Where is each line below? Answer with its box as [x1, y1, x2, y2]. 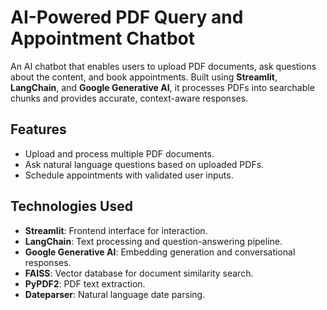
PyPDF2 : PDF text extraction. [24, 277, 146, 290]
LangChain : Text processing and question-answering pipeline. [24, 235, 283, 247]
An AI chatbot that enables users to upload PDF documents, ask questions [10, 60, 317, 72]
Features [10, 121, 67, 138]
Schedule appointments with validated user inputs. [24, 169, 234, 181]
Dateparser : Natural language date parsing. [24, 288, 206, 300]
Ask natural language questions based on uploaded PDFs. [24, 158, 265, 170]
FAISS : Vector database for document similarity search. [24, 267, 254, 279]
